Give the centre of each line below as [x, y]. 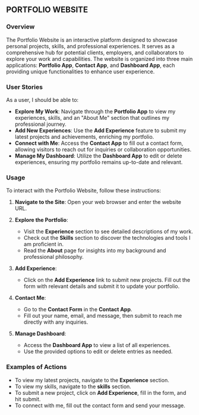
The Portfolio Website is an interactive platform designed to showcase [92, 40]
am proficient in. [44, 244]
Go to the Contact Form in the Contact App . [78, 309]
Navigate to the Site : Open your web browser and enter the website [98, 202]
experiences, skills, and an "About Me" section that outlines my [92, 117]
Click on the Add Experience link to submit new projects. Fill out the [107, 280]
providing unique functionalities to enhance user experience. [80, 72]
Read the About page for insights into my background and [95, 250]
